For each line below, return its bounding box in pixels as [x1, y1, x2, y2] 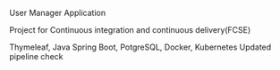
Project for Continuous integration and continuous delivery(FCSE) [9, 25, 251, 35]
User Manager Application [9, 8, 106, 18]
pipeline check [9, 51, 64, 61]
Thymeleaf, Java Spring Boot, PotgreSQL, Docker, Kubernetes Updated [9, 42, 272, 52]
